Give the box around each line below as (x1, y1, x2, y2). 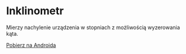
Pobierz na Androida (6, 42, 56, 49)
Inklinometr (6, 4, 64, 18)
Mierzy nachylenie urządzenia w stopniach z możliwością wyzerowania (6, 24, 181, 31)
